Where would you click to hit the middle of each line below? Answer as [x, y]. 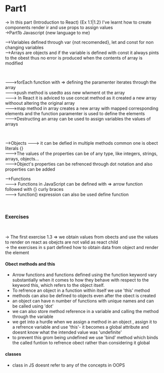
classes [13, 354]
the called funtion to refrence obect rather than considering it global [81, 343]
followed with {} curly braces [34, 189]
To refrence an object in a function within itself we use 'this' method [81, 290]
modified [14, 63]
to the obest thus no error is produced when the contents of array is [74, 58]
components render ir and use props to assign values [59, 27]
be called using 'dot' [33, 306]
